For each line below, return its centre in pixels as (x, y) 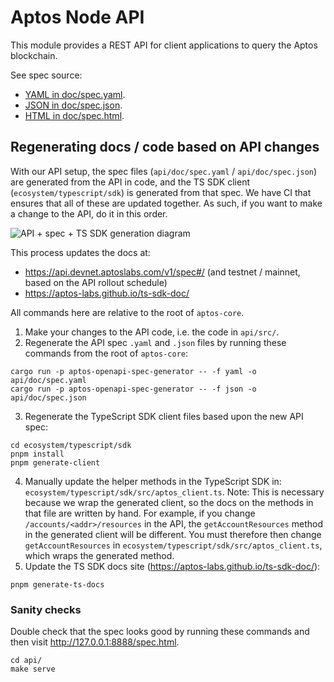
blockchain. (34, 55)
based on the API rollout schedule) (96, 282)
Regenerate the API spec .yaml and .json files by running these (155, 342)
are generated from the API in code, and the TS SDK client (130, 182)
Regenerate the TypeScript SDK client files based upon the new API (164, 416)
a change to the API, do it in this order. (89, 213)
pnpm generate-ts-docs (57, 584)
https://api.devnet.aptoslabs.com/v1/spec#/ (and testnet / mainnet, (162, 272)
